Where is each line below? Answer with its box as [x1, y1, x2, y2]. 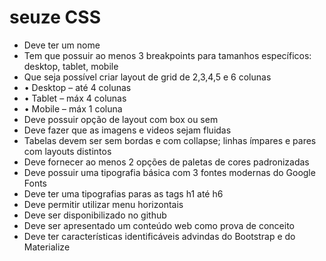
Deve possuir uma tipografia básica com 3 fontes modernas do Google [23, 166, 316, 178]
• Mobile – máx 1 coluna [23, 102, 123, 115]
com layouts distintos [23, 145, 112, 157]
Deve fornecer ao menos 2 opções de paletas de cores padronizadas [23, 156, 310, 168]
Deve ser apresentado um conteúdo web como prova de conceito [23, 219, 295, 231]
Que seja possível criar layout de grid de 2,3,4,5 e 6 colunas [23, 71, 272, 83]
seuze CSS [9, 6, 101, 29]
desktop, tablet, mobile [23, 60, 119, 72]
